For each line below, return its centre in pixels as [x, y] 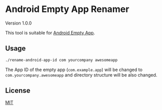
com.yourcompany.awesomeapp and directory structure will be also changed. [81, 75]
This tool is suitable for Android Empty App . [50, 32]
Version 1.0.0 [19, 23]
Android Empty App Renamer [67, 9]
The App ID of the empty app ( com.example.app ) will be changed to [74, 69]
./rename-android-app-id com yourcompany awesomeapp [61, 60]
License [18, 91]
